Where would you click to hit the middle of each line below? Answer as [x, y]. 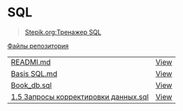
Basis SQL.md [34, 74]
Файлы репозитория [38, 46]
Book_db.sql [31, 85]
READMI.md [31, 63]
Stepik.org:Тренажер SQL [63, 32]
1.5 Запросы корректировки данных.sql [80, 97]
